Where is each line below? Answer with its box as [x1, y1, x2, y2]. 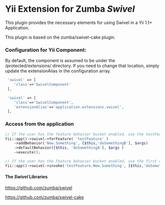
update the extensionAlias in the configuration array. [5, 68, 111, 74]
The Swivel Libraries [5, 174, 48, 180]
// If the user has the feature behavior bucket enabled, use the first [5, 159, 157, 164]
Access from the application [5, 121, 74, 128]
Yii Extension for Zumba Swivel [5, 3, 135, 15]
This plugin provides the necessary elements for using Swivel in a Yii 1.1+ [5, 20, 153, 25]
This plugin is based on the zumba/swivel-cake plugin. [5, 34, 116, 40]
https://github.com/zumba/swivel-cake [5, 194, 84, 200]
